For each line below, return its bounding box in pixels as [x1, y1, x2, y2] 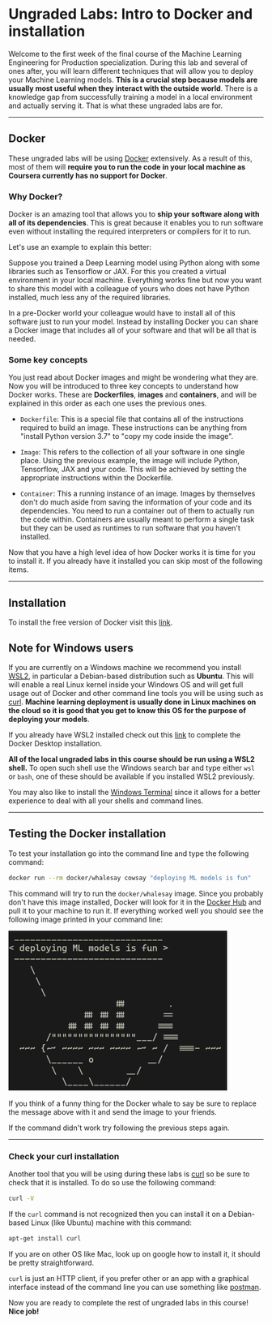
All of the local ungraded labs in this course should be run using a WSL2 [8, 754, 255, 763]
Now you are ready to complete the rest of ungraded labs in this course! [8, 1297, 249, 1307]
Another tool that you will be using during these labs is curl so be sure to [8, 1169, 250, 1179]
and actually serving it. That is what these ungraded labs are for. [8, 101, 223, 110]
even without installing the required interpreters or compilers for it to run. [8, 226, 252, 236]
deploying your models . [8, 714, 90, 724]
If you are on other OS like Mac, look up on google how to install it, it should [8, 1249, 261, 1258]
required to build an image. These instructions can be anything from [19, 423, 248, 432]
